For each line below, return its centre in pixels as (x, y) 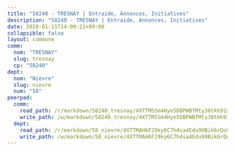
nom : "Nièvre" (34, 78)
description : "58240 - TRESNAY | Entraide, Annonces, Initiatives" (108, 20)
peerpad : (20, 98)
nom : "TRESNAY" (36, 53)
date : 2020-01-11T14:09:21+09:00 (56, 26)
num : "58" (28, 91)
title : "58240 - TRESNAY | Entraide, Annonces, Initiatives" (98, 14)
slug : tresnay (34, 59)
